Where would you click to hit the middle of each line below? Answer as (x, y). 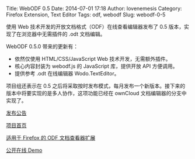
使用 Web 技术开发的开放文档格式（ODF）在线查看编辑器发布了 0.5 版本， (95, 27)
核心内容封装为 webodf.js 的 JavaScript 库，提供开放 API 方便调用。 (96, 66)
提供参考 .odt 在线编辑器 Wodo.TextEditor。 (67, 73)
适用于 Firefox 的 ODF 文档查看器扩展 (51, 138)
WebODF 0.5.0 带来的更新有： (42, 46)
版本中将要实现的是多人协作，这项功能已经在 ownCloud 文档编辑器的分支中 (96, 93)
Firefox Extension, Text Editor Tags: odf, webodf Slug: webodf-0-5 (86, 15)
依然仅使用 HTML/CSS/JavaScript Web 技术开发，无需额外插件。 (93, 59)
